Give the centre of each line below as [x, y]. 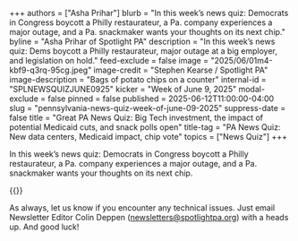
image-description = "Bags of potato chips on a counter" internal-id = [138, 79]
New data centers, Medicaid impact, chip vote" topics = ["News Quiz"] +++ [149, 137]
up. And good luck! [44, 227]
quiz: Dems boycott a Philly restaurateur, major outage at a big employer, [143, 51]
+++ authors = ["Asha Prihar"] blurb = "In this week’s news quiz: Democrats [149, 13]
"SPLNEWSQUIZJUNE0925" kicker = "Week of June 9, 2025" [123, 89]
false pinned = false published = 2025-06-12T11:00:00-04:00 [161, 99]
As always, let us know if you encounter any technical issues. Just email [142, 208]
